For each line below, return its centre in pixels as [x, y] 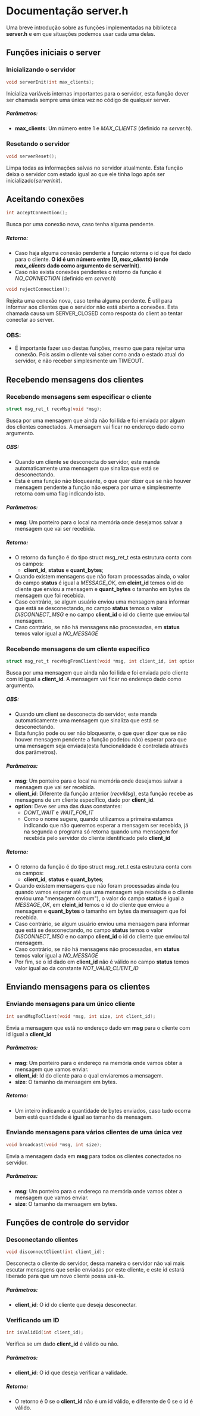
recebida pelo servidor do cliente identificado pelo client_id [97, 838]
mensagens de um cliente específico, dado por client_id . [85, 800]
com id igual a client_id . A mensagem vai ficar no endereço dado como [94, 679]
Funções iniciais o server [54, 53]
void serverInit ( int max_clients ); [50, 82]
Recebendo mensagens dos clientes [75, 379]
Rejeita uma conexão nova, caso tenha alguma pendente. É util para [89, 301]
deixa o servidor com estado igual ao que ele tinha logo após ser [86, 174]
